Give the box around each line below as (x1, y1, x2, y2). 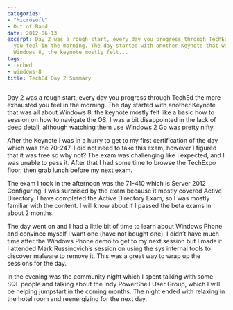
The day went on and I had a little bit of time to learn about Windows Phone (7, 223, 223, 231)
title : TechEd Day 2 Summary (7, 74, 92, 82)
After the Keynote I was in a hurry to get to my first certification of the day (7, 137, 218, 145)
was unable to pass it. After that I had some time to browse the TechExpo (7, 159, 216, 167)
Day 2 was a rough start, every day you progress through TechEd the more (7, 94, 221, 102)
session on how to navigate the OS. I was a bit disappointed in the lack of (7, 116, 216, 124)
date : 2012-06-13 (7, 29, 58, 37)
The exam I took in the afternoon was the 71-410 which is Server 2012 (7, 180, 207, 188)
